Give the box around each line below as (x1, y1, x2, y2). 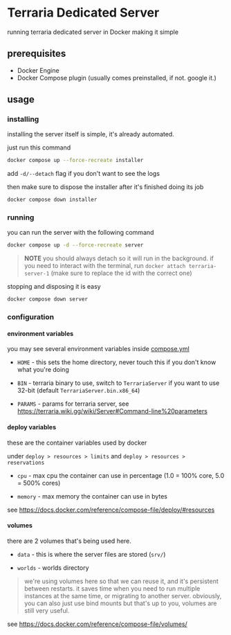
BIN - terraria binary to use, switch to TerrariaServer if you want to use (17, 379, 220, 387)
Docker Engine (17, 66, 60, 74)
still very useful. (24, 606, 70, 614)
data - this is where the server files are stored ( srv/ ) (17, 550, 166, 558)
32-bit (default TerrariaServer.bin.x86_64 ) (17, 386, 140, 395)
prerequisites (7, 48, 66, 60)
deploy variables (7, 422, 57, 431)
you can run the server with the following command (7, 229, 154, 237)
